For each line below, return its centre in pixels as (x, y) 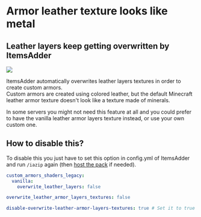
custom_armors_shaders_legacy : (45, 176)
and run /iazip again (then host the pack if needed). (71, 164)
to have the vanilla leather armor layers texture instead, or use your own (95, 118)
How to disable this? (45, 143)
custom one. (22, 125)
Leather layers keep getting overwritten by (88, 46)
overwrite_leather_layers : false (59, 187)
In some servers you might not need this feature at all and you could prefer (99, 112)
